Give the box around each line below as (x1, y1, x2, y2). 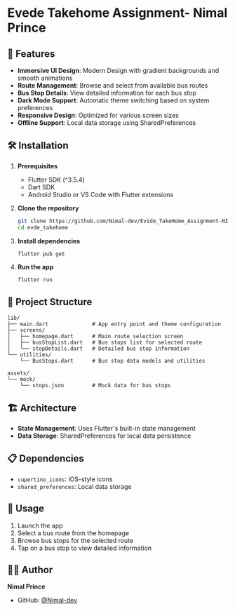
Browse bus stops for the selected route (17, 536, 134, 544)
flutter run (17, 276, 53, 283)
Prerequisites (17, 161, 58, 170)
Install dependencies (17, 236, 81, 245)
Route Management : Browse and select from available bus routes (17, 81, 208, 89)
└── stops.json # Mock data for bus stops (20, 382, 171, 389)
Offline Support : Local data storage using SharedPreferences (17, 119, 196, 127)
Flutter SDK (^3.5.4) (27, 175, 86, 184)
